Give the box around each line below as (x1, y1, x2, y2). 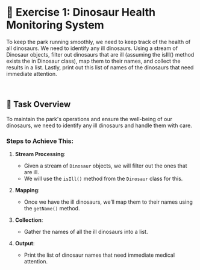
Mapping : (14, 187, 40, 194)
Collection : (14, 216, 43, 224)
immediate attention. (6, 70, 57, 77)
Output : (14, 240, 35, 247)
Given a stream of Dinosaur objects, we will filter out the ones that (23, 162, 188, 169)
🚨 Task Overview (6, 99, 71, 110)
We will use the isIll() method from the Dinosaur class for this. (23, 175, 183, 183)
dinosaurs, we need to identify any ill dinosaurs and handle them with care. (6, 122, 193, 129)
